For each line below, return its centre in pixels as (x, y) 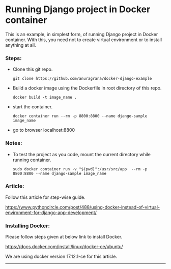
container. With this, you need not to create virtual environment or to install (83, 40)
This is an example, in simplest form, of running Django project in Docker (82, 34)
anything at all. (21, 45)
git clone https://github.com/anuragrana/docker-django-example (82, 79)
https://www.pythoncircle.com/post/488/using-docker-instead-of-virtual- (83, 207)
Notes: (14, 143)
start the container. (33, 107)
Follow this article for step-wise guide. (45, 197)
